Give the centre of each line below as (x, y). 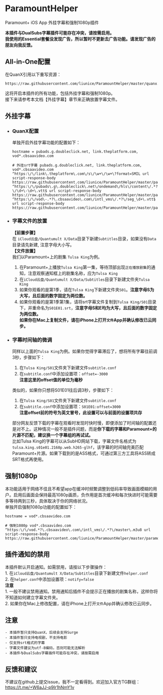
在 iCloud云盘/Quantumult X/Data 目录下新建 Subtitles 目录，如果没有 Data (84, 238)
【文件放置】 (25, 251)
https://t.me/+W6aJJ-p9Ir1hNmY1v (40, 687)
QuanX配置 (25, 131)
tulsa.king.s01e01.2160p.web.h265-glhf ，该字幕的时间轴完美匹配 (78, 447)
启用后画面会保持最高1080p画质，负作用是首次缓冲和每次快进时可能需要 (85, 495)
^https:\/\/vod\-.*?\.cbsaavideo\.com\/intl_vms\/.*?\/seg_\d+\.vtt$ (84, 200)
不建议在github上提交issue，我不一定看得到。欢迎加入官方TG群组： (73, 682)
